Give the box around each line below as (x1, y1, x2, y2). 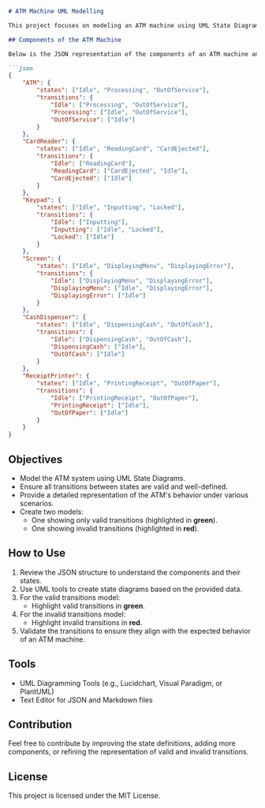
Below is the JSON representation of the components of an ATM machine (8, 50, 248, 58)
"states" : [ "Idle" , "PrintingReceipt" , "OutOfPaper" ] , (36, 379, 221, 388)
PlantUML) (19, 687, 54, 696)
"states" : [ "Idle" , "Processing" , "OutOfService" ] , (36, 87, 211, 95)
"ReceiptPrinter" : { (22, 372, 90, 380)
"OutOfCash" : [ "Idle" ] (50, 350, 125, 358)
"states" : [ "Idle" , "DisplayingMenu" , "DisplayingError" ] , (36, 263, 235, 270)
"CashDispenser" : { (22, 314, 87, 322)
